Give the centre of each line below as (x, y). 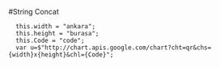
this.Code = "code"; (50, 40)
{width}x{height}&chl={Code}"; (61, 55)
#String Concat (34, 12)
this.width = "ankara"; (55, 27)
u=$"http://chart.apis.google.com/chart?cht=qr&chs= (121, 48)
